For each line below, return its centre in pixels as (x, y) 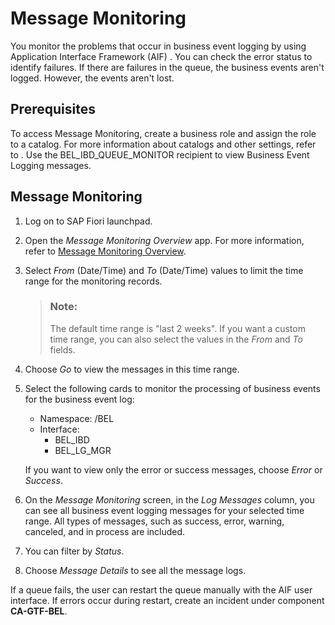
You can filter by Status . (74, 551)
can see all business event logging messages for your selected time (164, 510)
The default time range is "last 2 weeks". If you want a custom (177, 328)
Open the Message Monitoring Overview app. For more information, (164, 240)
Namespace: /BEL (77, 418)
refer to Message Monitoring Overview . (105, 251)
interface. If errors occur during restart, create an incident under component (167, 600)
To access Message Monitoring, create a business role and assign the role (163, 133)
